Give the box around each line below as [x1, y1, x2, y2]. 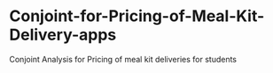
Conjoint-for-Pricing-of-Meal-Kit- [9, 6, 265, 26]
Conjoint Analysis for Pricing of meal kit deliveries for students [9, 54, 238, 64]
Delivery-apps [9, 25, 117, 45]
